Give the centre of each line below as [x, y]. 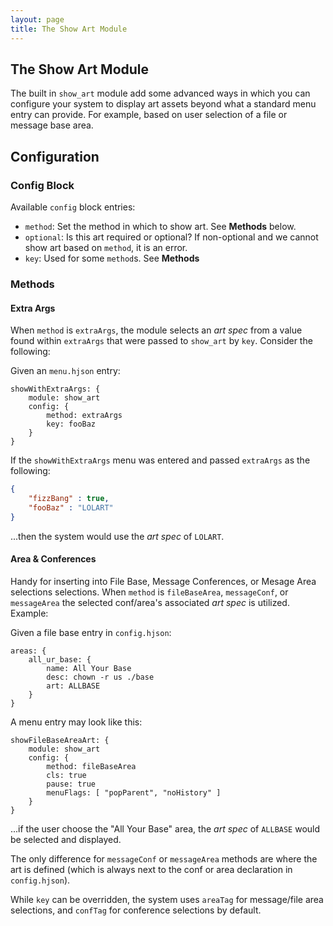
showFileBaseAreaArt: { [60, 740]
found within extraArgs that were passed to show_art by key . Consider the [161, 341]
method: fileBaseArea [91, 766]
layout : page [37, 19]
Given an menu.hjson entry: [65, 371]
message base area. [52, 125]
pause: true [71, 784]
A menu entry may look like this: [76, 722]
